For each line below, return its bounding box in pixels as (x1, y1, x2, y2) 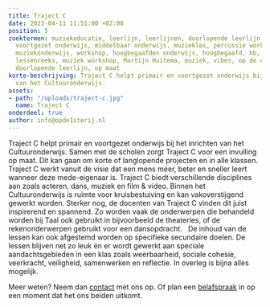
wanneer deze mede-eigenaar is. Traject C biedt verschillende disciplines (8, 172, 252, 182)
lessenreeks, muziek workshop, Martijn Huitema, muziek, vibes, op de (15, 57, 257, 65)
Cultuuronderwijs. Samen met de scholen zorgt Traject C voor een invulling (8, 146, 257, 157)
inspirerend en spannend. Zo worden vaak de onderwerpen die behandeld (8, 207, 255, 216)
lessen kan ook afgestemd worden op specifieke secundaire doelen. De (8, 232, 246, 242)
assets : (8, 86, 35, 95)
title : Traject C (8, 11, 67, 20)
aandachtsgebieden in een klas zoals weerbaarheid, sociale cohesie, (8, 249, 237, 259)
